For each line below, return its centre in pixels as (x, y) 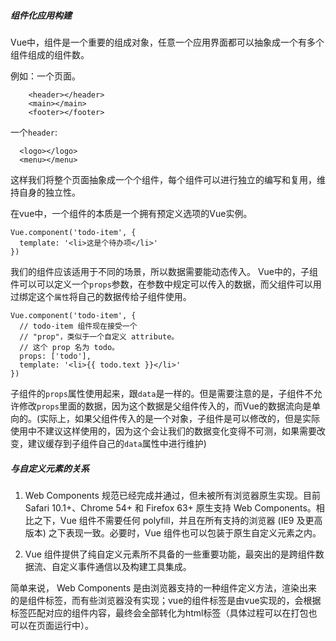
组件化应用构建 (41, 15)
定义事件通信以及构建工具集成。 (125, 566)
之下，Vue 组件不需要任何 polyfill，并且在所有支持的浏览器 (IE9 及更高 (178, 520)
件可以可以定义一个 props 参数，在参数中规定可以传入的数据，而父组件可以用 (166, 284)
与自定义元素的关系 (50, 468)
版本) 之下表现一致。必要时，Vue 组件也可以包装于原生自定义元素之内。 (173, 532)
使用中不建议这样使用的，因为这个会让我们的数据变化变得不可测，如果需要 (163, 431)
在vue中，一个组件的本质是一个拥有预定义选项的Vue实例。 (131, 213)
